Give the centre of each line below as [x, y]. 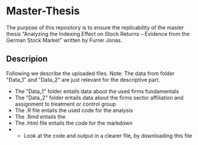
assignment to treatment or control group [65, 104]
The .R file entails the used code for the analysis [74, 110]
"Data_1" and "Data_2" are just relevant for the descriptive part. [83, 79]
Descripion [27, 59]
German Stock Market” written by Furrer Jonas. [64, 40]
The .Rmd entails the [40, 116]
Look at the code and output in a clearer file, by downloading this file [108, 135]
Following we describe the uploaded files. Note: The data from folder [91, 73]
